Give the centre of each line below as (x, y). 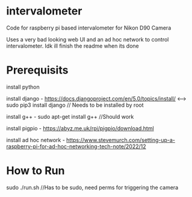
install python (23, 87)
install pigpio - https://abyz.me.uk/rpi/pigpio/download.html (80, 128)
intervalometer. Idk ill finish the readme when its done (73, 46)
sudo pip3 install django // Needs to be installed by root (75, 105)
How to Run (36, 171)
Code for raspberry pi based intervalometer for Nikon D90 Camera (89, 28)
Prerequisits (37, 70)
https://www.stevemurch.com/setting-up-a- (121, 140)
